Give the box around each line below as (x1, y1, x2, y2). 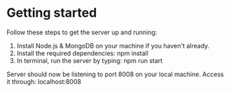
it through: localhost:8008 (6, 77, 82, 85)
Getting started (6, 5, 97, 21)
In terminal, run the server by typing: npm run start (16, 56, 163, 64)
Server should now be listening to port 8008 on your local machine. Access (6, 70, 225, 78)
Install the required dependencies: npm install (16, 49, 148, 57)
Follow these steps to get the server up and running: (6, 28, 157, 36)
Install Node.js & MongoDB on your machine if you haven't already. (16, 41, 210, 50)
